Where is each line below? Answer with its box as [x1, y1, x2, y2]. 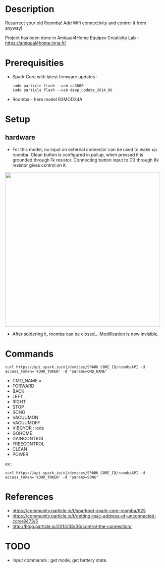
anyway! [5, 25, 22, 31]
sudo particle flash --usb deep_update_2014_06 [12, 88, 112, 93]
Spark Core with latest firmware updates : [12, 73, 98, 80]
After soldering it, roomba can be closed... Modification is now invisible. [12, 331, 159, 337]
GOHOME [12, 430, 33, 436]
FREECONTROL [12, 441, 45, 447]
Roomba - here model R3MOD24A [12, 96, 83, 102]
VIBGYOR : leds [12, 425, 44, 431]
